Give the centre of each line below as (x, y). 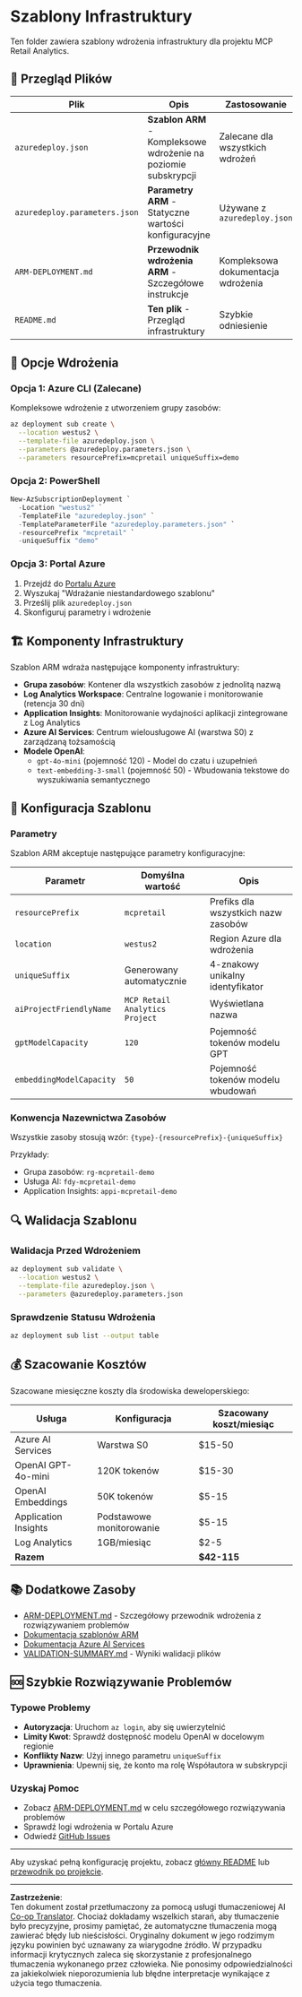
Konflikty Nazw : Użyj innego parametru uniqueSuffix (122, 1756)
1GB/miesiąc (124, 1542)
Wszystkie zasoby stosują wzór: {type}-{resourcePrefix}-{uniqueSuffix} (147, 1137)
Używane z (243, 208)
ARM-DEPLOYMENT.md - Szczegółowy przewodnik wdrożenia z (142, 1616)
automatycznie (156, 981)
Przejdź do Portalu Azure (69, 584)
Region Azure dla (246, 938)
